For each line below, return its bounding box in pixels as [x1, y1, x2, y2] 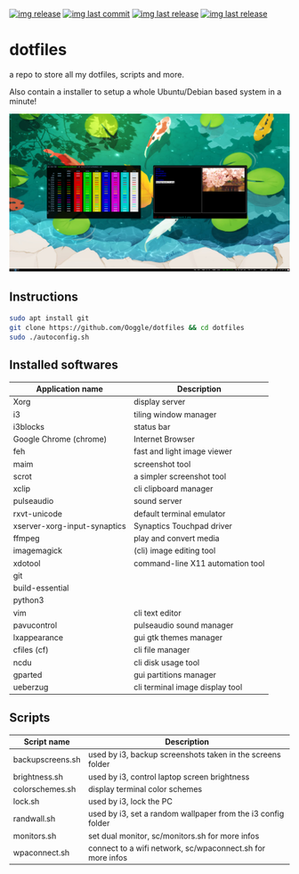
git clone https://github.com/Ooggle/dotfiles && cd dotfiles [9, 324, 245, 333]
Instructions [9, 289, 78, 304]
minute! [9, 95, 37, 106]
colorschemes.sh [12, 783, 77, 794]
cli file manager [133, 645, 190, 655]
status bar [133, 421, 171, 432]
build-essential [12, 582, 69, 593]
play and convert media [133, 533, 220, 544]
